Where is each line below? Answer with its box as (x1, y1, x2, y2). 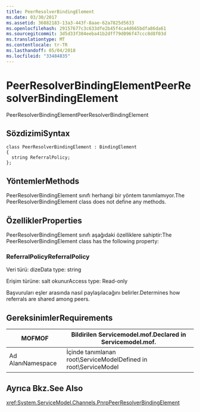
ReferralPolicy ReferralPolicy (6, 252, 90, 261)
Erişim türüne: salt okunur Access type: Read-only (6, 278, 128, 285)
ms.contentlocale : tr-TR (6, 42, 68, 48)
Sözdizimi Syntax (6, 128, 70, 138)
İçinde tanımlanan (66, 348, 116, 357)
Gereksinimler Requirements (6, 312, 113, 323)
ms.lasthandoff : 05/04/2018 (6, 48, 76, 54)
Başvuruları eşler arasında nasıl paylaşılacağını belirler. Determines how (6, 289, 180, 296)
